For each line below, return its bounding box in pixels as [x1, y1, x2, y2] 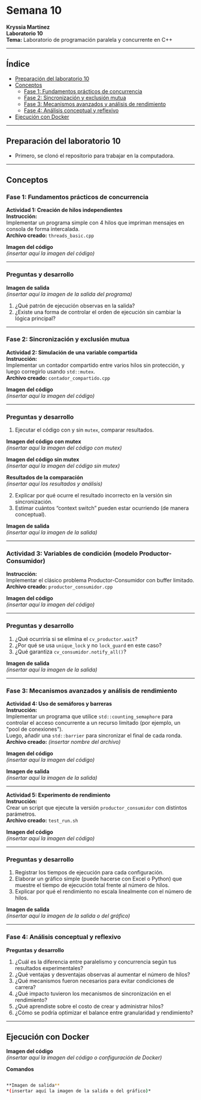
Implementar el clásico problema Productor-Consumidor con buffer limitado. [6, 577, 194, 584]
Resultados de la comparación [6, 474, 84, 481]
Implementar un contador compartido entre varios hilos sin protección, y [6, 361, 185, 369]
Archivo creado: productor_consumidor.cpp [6, 583, 113, 590]
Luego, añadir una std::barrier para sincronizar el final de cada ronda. [6, 732, 182, 739]
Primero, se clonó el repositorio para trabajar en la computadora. [14, 152, 175, 159]
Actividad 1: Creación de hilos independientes [6, 206, 123, 214]
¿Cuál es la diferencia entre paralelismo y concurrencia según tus [14, 958, 176, 965]
